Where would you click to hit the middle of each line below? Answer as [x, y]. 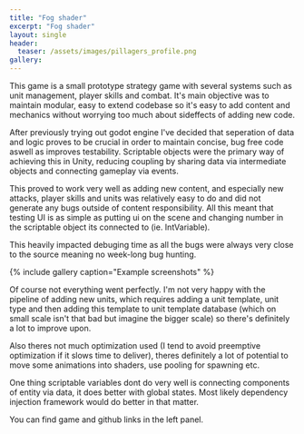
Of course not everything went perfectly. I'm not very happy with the [137, 290]
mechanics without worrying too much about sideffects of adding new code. [152, 115]
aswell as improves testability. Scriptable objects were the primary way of [147, 152]
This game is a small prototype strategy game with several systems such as [151, 86]
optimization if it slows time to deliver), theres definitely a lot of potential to [149, 355]
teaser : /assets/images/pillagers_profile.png [107, 52]
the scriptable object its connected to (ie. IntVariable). [110, 227]
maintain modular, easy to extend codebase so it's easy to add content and [150, 105]
